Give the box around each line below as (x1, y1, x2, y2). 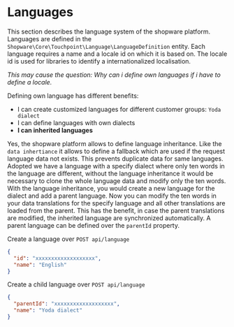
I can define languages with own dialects (17, 118, 136, 126)
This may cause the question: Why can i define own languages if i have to (7, 71, 221, 79)
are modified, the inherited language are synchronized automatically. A (7, 214, 211, 222)
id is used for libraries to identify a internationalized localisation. (7, 57, 191, 65)
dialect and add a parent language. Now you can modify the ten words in (7, 191, 217, 200)
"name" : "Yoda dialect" (13, 307, 82, 314)
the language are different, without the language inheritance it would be (7, 169, 214, 177)
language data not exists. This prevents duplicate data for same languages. (7, 154, 224, 163)
